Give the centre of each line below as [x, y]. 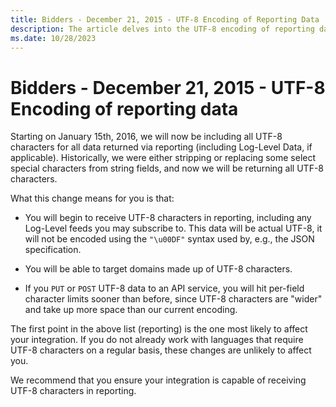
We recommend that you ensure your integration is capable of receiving [158, 380]
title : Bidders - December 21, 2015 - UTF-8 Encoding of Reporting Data [165, 19]
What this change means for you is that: [92, 198]
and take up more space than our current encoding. [131, 310]
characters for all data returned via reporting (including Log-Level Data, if [161, 147]
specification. [53, 250]
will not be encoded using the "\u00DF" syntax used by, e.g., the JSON [169, 239]
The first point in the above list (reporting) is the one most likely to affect [159, 329]
